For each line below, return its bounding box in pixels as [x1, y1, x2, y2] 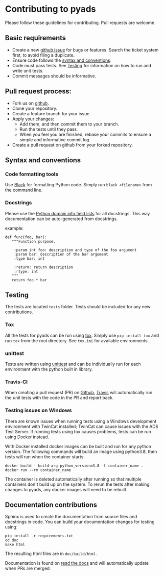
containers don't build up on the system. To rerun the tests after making [5, 481, 150, 487]
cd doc [5, 538, 19, 543]
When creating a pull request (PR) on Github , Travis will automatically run [5, 390, 153, 396]
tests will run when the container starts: [5, 453, 85, 459]
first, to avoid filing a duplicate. [12, 52, 75, 58]
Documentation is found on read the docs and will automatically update [5, 560, 149, 566]
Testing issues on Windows [5, 407, 72, 414]
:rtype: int [14, 269, 38, 274]
